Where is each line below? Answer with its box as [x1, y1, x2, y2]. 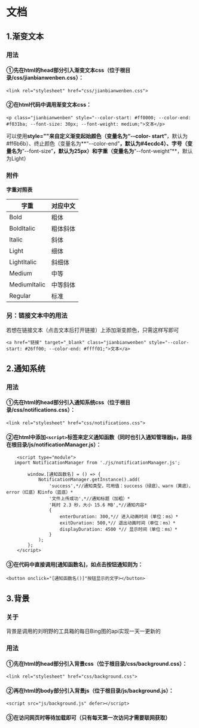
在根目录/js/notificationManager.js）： [6, 441, 102, 448]
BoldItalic [9, 224, 36, 232]
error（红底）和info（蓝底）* [6, 490, 74, 496]
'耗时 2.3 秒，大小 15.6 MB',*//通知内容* [48, 502, 148, 508]
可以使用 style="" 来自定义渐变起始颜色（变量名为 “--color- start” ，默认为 [6, 132, 188, 140]
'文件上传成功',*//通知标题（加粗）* [48, 496, 130, 502]
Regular [9, 292, 31, 300]
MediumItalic [9, 280, 46, 289]
